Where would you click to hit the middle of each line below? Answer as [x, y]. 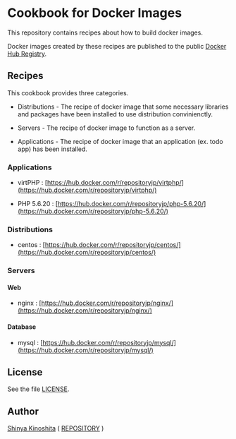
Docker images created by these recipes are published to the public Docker [117, 46]
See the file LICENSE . [38, 389]
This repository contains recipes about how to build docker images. [105, 32]
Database [22, 327]
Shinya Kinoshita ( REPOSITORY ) [56, 428]
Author [23, 411]
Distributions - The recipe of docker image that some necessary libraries [123, 107]
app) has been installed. [52, 149]
